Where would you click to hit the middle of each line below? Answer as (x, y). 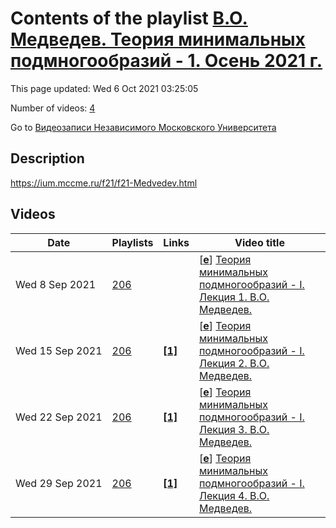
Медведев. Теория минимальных (158, 39)
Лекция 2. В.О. (234, 363)
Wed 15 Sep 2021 (59, 350)
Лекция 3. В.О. (234, 429)
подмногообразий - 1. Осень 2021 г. (166, 61)
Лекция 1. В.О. (234, 297)
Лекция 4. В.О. (234, 495)
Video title (259, 242)
